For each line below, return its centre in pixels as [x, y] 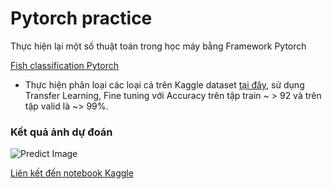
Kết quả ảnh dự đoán [61, 132]
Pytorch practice [81, 18]
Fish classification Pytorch [64, 65]
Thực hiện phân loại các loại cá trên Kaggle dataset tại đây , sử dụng [164, 84]
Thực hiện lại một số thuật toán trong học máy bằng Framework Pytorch [158, 46]
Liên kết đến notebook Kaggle [72, 173]
